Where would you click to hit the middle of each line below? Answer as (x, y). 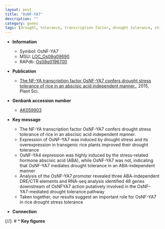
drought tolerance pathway (77, 192)
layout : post (18, 10)
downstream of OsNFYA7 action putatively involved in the (78, 186)
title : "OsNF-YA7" (24, 14)
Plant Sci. (29, 91)
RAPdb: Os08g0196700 (43, 62)
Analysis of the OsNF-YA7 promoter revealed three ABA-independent (89, 176)
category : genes (22, 23)
